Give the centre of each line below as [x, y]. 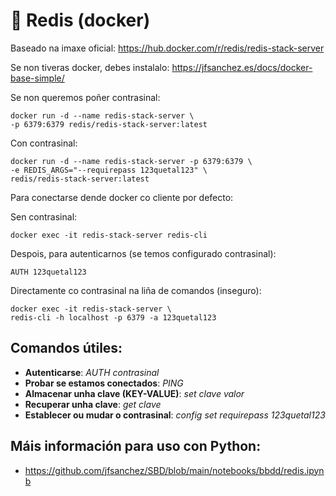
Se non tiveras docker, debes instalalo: [90, 67]
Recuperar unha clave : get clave [93, 404]
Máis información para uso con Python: [136, 446]
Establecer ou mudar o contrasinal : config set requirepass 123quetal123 [175, 415]
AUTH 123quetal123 [48, 272]
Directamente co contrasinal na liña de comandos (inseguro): [136, 290]
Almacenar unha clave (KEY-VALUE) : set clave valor [134, 393]
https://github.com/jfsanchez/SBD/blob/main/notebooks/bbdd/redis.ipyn [174, 470]
